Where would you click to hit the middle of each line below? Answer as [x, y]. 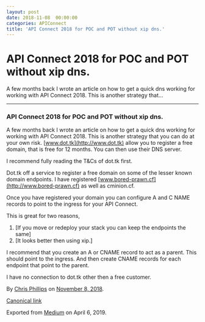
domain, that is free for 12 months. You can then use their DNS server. [94, 149]
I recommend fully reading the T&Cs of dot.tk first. [70, 161]
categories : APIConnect [37, 23]
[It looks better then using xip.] [54, 240]
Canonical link [24, 301]
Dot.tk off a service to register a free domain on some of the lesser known [99, 173]
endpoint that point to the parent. [48, 265]
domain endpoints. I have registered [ [53, 180]
